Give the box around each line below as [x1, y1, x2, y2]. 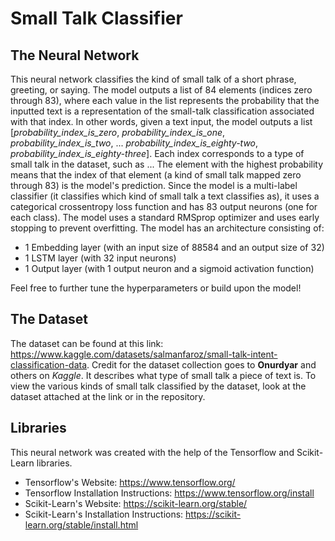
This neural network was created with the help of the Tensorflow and [10, 446, 295, 458]
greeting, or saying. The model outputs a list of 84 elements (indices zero [10, 84, 313, 96]
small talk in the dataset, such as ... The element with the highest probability [10, 158, 324, 170]
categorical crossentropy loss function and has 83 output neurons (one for [10, 201, 318, 212]
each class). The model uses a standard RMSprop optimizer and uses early [10, 212, 320, 223]
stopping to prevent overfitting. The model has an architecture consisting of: [10, 222, 325, 234]
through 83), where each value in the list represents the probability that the [10, 95, 320, 106]
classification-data [10, 358, 88, 371]
